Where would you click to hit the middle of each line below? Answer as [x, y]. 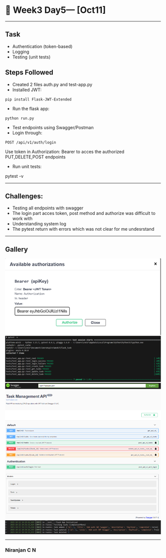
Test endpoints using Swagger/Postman [53, 127]
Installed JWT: [27, 90]
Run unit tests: [27, 166]
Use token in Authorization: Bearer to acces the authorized [65, 152]
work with [22, 219]
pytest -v [14, 176]
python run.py [20, 118]
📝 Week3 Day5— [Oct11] [56, 10]
